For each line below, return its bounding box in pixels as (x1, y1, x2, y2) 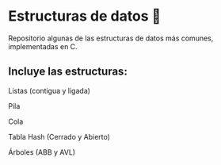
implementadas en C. (8, 41, 78, 51)
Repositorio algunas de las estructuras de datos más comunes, (8, 33, 214, 43)
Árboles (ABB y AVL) (8, 147, 76, 157)
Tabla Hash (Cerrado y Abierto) (8, 132, 111, 141)
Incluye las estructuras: (8, 65, 128, 79)
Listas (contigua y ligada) (8, 86, 91, 95)
